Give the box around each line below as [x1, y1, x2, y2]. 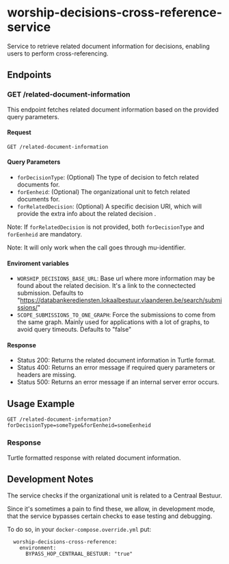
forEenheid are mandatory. [7, 230, 82, 238]
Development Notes [7, 473, 94, 485]
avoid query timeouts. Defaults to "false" [16, 326, 132, 334]
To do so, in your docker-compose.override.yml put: [7, 526, 152, 534]
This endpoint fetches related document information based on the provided [7, 105, 219, 114]
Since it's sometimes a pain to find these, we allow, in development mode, [7, 505, 215, 513]
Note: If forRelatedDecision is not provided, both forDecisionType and [7, 223, 205, 231]
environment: [19, 545, 57, 552]
